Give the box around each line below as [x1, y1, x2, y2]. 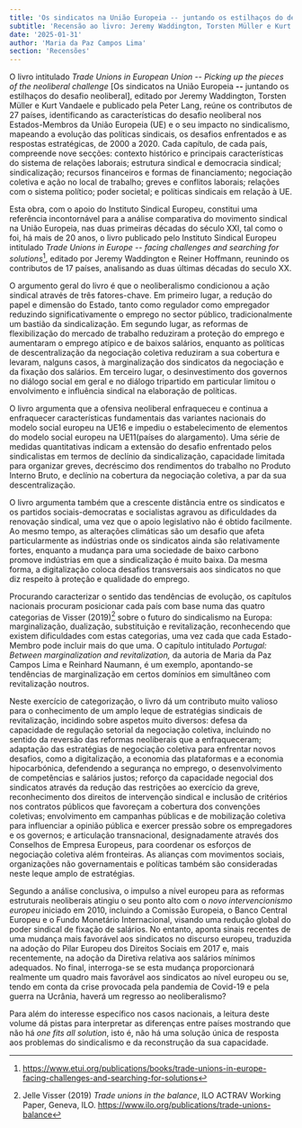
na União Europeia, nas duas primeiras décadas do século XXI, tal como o [9, 223, 283, 234]
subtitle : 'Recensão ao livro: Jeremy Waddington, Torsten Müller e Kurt [9, 22, 292, 31]
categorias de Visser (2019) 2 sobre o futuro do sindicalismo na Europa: [9, 610, 272, 623]
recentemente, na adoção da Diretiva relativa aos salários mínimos [9, 952, 256, 964]
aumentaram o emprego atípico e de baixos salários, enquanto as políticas [9, 337, 285, 348]
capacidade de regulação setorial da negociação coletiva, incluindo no [9, 724, 271, 735]
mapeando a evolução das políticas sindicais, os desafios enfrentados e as [9, 129, 288, 140]
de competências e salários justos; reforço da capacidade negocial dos [9, 772, 274, 784]
